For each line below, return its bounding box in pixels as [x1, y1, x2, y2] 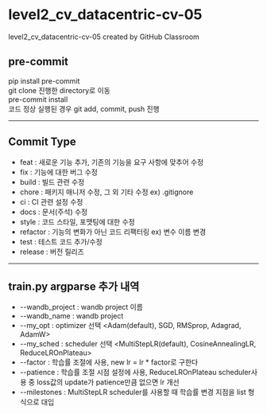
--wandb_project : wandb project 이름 [19, 303, 143, 312]
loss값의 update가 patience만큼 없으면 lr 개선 [37, 377, 180, 387]
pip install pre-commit [8, 76, 80, 85]
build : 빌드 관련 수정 [19, 177, 85, 186]
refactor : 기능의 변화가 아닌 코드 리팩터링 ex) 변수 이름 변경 [19, 227, 207, 236]
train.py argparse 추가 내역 [8, 279, 140, 293]
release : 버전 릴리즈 [19, 247, 85, 256]
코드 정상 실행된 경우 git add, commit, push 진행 [8, 103, 161, 113]
